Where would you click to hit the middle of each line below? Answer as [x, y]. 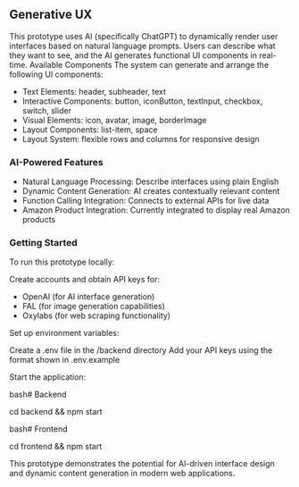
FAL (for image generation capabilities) [93, 306]
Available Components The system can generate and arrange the [149, 64]
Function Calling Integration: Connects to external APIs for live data [145, 201]
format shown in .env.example [65, 360]
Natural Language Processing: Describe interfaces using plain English [150, 181]
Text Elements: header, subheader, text [94, 91]
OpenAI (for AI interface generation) [88, 297]
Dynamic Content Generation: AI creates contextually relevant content [151, 191]
